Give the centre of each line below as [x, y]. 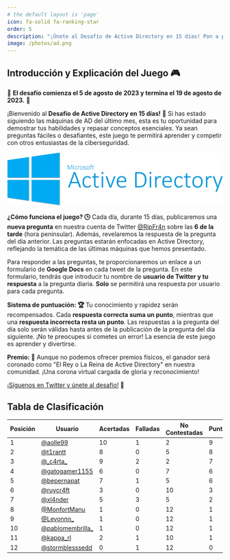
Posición [23, 429]
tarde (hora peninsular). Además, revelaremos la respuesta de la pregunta [112, 234]
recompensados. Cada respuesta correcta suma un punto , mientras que [110, 315]
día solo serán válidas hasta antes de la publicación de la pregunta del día [111, 329]
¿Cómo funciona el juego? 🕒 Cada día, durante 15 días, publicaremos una [112, 217]
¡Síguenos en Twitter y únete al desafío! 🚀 [66, 385]
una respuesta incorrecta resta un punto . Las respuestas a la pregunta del [113, 322]
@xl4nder [55, 500]
